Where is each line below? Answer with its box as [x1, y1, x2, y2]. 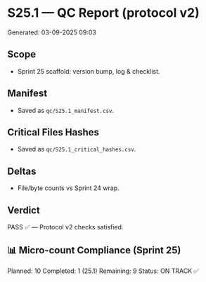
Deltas [7, 165, 37, 177]
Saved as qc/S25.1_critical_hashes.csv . [17, 145, 136, 154]
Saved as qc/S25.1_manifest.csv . [17, 106, 115, 114]
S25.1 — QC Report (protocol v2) [7, 5, 200, 21]
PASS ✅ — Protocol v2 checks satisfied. [7, 223, 124, 231]
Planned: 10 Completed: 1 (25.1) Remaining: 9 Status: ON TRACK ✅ [7, 267, 199, 275]
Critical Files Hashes [7, 126, 100, 138]
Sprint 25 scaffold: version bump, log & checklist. [17, 67, 160, 75]
